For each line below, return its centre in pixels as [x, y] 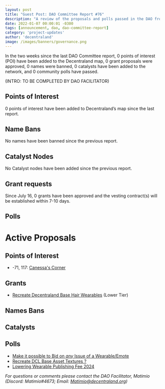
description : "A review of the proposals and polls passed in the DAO [79, 19]
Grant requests [29, 184]
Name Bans [23, 129]
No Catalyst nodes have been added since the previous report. [69, 169]
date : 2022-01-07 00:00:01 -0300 [39, 23]
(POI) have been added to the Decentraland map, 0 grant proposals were [79, 61]
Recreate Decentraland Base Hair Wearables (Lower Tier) [70, 295]
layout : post [18, 10]
